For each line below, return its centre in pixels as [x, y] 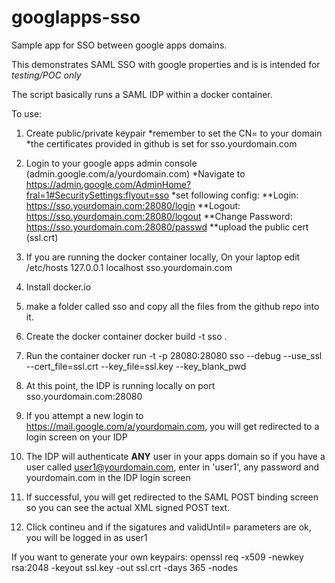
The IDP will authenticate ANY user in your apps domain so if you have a [175, 456]
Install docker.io [58, 287]
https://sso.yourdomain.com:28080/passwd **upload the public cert [167, 227]
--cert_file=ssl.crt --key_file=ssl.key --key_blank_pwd [136, 366]
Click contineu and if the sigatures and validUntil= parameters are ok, [168, 527]
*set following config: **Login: [235, 195]
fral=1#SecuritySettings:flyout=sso [97, 195]
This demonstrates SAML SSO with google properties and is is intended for [166, 64]
